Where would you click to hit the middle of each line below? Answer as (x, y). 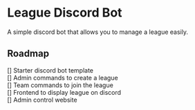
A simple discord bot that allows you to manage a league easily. (98, 32)
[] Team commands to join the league (61, 85)
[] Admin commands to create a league (63, 77)
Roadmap (28, 54)
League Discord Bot (65, 13)
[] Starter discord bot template (50, 70)
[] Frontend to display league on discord (64, 92)
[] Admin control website (42, 100)
